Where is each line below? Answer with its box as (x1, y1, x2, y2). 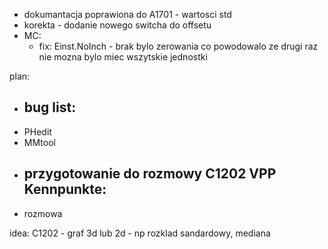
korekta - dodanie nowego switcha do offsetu (23, 19, 212, 31)
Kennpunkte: (23, 181, 107, 198)
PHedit (23, 125, 52, 138)
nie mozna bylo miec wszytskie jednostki (38, 51, 208, 63)
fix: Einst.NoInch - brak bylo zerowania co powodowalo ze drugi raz (38, 40, 319, 52)
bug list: (23, 99, 77, 116)
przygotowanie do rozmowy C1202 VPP (23, 165, 277, 183)
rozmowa (23, 207, 63, 219)
